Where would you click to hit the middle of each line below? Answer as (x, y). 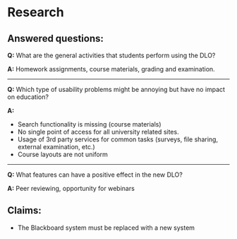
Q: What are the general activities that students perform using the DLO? (111, 55)
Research (36, 12)
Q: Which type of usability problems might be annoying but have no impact (116, 89)
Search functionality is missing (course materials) (89, 124)
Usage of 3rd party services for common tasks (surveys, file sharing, (118, 139)
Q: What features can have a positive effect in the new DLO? (95, 175)
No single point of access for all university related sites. (98, 132)
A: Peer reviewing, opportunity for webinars (71, 188)
